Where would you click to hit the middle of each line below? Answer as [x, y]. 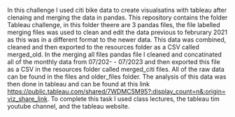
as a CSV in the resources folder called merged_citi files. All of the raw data [116, 69]
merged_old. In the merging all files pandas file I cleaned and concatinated [115, 54]
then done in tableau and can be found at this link [79, 84]
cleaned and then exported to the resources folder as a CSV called [103, 47]
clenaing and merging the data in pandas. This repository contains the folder [117, 17]
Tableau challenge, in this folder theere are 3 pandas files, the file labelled [114, 25]
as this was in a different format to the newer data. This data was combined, [117, 40]
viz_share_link [27, 99]
